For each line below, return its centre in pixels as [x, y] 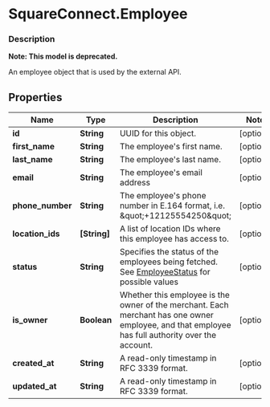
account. [136, 345]
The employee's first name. [171, 147]
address [135, 183]
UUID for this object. [158, 133]
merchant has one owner [167, 315]
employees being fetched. [169, 262]
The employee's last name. [170, 160]
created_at [33, 364]
